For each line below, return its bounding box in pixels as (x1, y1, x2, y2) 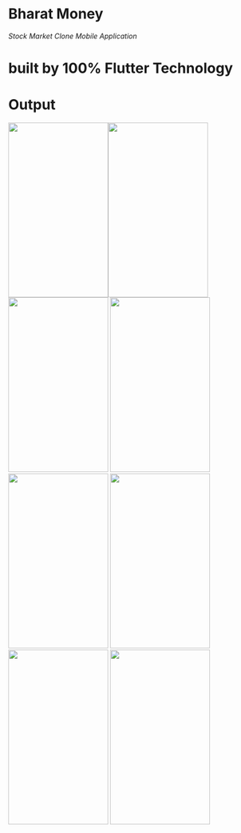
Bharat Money (8, 5, 104, 23)
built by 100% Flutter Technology (8, 59, 234, 77)
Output (8, 96, 56, 114)
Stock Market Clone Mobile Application (8, 31, 137, 41)
